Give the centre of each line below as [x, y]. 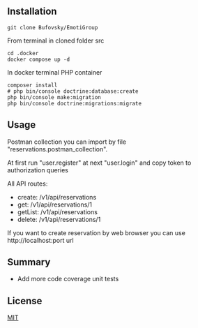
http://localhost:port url [41, 240]
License [25, 300]
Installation [32, 12]
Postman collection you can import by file [67, 142]
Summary [29, 262]
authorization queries [38, 170]
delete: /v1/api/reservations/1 [59, 219]
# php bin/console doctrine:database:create [73, 91]
